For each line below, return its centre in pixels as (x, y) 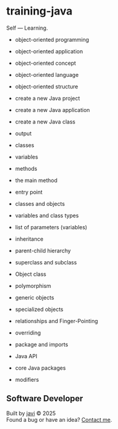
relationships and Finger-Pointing (57, 321)
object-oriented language (47, 74)
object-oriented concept (45, 63)
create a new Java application (52, 110)
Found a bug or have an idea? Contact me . (59, 419)
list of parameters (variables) (51, 227)
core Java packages (40, 368)
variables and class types (47, 215)
